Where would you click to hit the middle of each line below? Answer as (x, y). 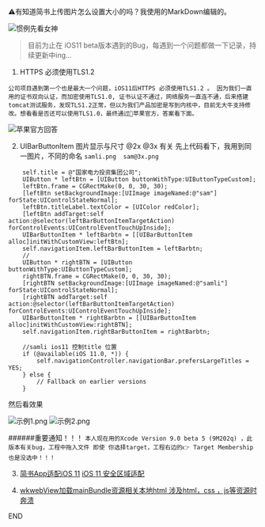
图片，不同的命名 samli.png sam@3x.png (93, 156)
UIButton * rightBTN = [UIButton (78, 263)
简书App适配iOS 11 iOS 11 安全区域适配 (82, 474)
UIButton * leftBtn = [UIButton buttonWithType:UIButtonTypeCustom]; (140, 180)
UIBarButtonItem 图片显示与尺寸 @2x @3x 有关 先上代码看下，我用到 (132, 146)
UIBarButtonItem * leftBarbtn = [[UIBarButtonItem (108, 235)
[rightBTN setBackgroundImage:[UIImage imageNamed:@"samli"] (125, 283)
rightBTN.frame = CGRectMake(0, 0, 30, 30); (97, 276)
